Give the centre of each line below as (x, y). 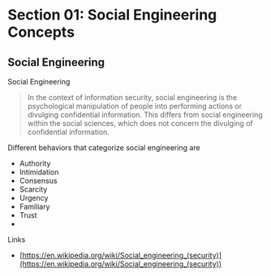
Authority (35, 163)
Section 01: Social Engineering (112, 15)
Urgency (34, 198)
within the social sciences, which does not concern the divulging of (140, 123)
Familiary (34, 206)
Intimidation (39, 172)
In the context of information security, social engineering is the (132, 97)
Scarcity (33, 189)
